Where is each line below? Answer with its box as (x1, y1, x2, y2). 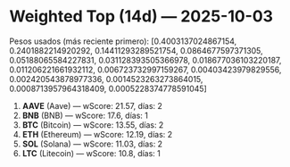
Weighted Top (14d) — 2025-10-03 (9, 6, 274, 27)
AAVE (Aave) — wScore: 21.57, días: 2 (21, 100, 163, 111)
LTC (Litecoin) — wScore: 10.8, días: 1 (21, 147, 161, 158)
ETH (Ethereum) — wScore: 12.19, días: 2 (21, 129, 173, 139)
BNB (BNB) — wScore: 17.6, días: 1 (21, 110, 149, 121)
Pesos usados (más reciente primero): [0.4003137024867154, (9, 36, 237, 46)
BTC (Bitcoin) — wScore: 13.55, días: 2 (21, 119, 164, 130)
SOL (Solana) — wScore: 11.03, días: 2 (21, 138, 163, 149)
